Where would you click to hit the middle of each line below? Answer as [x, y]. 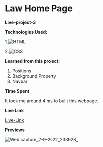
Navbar [20, 81]
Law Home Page [39, 9]
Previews [15, 130]
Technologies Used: [26, 32]
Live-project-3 [21, 22]
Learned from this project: [33, 61]
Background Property [34, 76]
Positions [22, 71]
